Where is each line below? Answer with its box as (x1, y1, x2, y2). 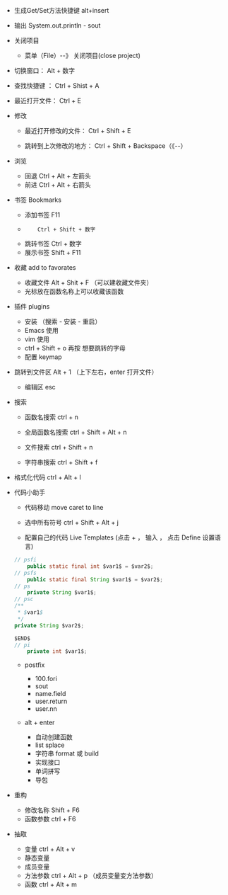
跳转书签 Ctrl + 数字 (24, 239, 83, 248)
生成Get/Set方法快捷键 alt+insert (13, 6, 109, 14)
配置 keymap (24, 353, 62, 361)
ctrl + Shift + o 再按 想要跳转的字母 (24, 344, 126, 352)
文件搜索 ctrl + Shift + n (24, 443, 93, 451)
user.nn (35, 705, 58, 713)
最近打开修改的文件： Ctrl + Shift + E (24, 127, 131, 135)
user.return (35, 697, 68, 706)
